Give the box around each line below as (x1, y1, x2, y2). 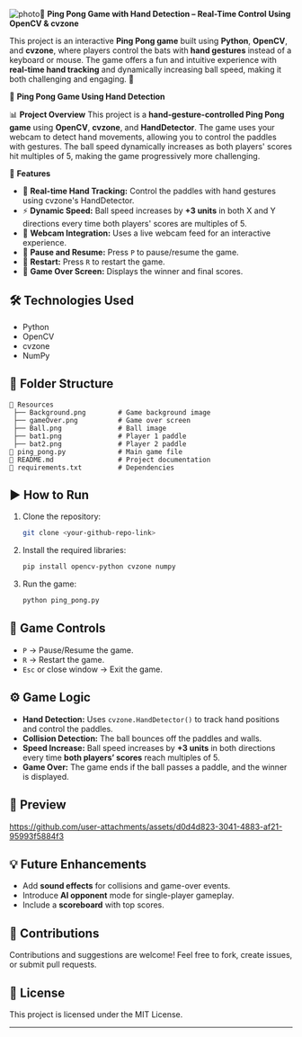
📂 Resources (9, 400, 54, 409)
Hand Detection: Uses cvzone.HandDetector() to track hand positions (22, 713, 280, 724)
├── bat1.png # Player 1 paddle (13, 432, 187, 441)
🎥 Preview (9, 797, 67, 813)
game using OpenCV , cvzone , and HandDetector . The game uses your (9, 122, 276, 132)
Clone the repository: (22, 511, 102, 522)
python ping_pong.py (22, 596, 100, 605)
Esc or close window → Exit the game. (22, 664, 164, 675)
